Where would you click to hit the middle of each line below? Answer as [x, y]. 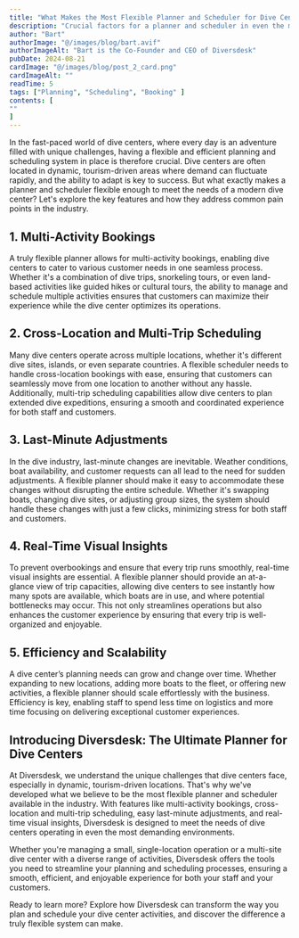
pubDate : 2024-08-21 [48, 59]
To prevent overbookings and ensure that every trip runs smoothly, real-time [149, 568]
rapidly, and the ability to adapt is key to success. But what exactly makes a [148, 180]
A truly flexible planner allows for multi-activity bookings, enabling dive [139, 258]
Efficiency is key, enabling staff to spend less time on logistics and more [141, 703]
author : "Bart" [37, 34]
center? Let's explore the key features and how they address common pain [146, 199]
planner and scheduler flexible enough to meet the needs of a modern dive [146, 190]
